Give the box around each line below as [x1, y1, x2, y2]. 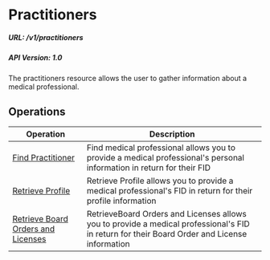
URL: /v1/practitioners [8, 32, 84, 42]
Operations [8, 104, 66, 118]
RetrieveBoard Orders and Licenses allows [86, 209, 247, 220]
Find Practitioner [12, 152, 75, 164]
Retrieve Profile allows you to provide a [86, 175, 234, 186]
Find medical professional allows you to [86, 142, 235, 153]
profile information [86, 195, 157, 206]
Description [149, 128, 195, 140]
